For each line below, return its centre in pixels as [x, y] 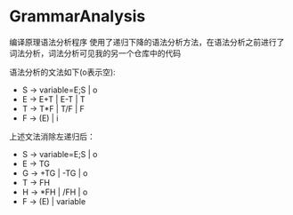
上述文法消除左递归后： [52, 136]
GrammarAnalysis [77, 16]
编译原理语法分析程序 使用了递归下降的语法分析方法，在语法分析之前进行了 [147, 42]
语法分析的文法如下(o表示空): [62, 72]
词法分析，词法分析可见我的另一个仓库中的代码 [95, 53]
